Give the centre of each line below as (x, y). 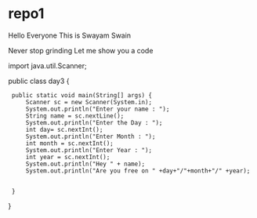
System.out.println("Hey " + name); (85, 164)
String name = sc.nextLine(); (75, 116)
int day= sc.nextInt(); (64, 129)
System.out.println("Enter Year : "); (89, 150)
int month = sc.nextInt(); (69, 143)
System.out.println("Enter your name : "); (98, 109)
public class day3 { (39, 81)
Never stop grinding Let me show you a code (81, 50)
